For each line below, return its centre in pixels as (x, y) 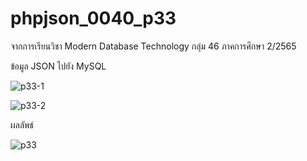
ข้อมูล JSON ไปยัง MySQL (58, 66)
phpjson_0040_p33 (93, 18)
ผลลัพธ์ (22, 124)
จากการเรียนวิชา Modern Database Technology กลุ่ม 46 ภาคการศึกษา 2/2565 (153, 46)
